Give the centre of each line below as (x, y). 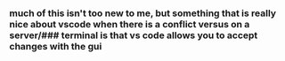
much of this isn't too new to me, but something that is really (143, 13)
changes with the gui (56, 46)
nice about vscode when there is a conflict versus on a (130, 24)
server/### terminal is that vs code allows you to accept (134, 35)
